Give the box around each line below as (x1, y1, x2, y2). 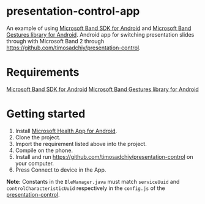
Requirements (6, 65, 80, 79)
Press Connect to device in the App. (15, 166, 106, 173)
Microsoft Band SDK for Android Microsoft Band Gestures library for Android (6, 86, 199, 93)
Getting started (6, 107, 86, 121)
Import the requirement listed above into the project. (15, 140, 147, 147)
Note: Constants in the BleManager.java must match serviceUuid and (6, 178, 180, 185)
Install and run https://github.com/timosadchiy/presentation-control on (15, 153, 193, 160)
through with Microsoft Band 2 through (6, 37, 105, 45)
